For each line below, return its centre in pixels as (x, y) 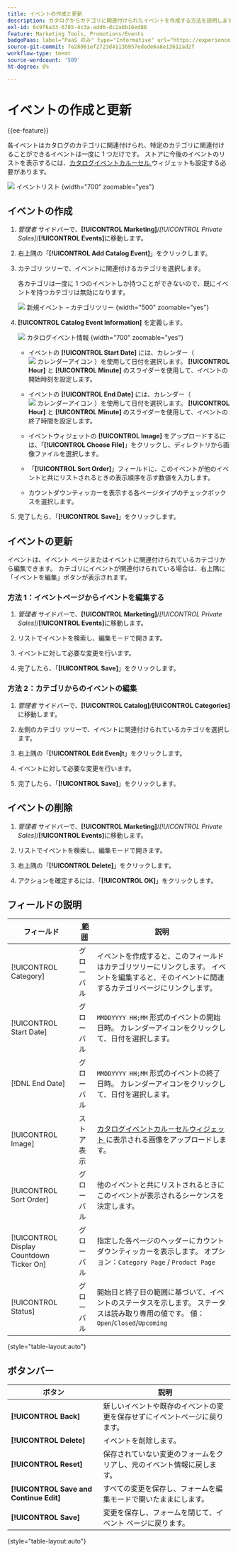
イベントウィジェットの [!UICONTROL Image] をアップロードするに (127, 436)
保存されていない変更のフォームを (160, 1454)
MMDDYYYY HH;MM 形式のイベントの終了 (159, 1073)
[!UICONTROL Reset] (47, 1464)
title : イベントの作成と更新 (45, 14)
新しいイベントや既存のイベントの (160, 1407)
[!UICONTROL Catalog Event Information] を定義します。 (102, 323)
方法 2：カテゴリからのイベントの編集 (72, 689)
